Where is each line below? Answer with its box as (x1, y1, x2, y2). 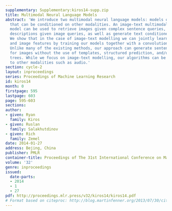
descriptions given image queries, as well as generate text (10, 31, 143, 36)
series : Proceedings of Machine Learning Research (5, 74, 116, 79)
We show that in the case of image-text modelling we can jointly (10, 36, 155, 41)
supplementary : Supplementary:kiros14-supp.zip (5, 7, 109, 13)
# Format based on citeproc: (5, 198, 68, 203)
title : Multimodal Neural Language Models (5, 12, 97, 17)
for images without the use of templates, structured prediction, (10, 50, 155, 55)
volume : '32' (5, 160, 33, 165)
